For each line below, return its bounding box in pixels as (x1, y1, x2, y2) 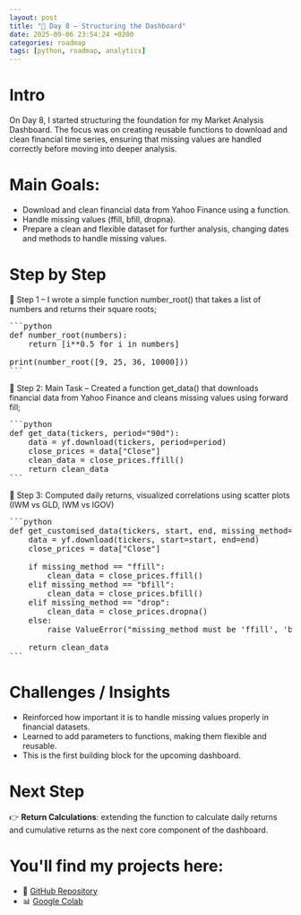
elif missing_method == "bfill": (28, 579, 176, 589)
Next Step (9, 781, 85, 802)
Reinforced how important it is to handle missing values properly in (21, 711, 269, 722)
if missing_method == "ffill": (28, 562, 166, 571)
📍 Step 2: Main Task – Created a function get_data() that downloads (9, 382, 259, 393)
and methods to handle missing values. (21, 233, 168, 243)
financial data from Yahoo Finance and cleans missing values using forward (9, 392, 288, 403)
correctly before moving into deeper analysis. (9, 144, 177, 154)
